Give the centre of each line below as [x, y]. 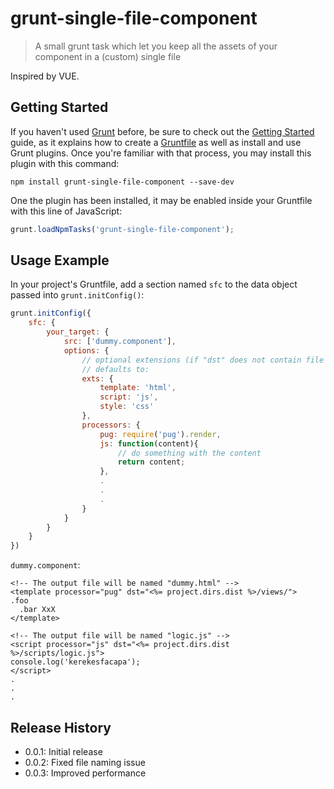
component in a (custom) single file [108, 56]
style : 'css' [127, 407]
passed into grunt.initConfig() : [77, 295]
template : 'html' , [138, 388]
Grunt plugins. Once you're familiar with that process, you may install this [161, 153]
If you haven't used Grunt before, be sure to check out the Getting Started [162, 131]
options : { [86, 350]
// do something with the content [189, 453]
